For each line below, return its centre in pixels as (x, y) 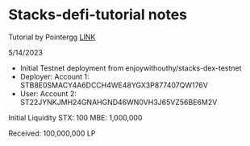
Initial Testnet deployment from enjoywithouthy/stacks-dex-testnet (131, 68)
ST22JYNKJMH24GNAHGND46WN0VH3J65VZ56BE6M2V (119, 102)
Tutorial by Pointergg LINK (52, 37)
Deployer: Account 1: (54, 76)
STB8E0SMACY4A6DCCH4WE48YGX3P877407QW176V (114, 85)
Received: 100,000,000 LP (52, 133)
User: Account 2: (48, 93)
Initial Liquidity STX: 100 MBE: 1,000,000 (75, 117)
